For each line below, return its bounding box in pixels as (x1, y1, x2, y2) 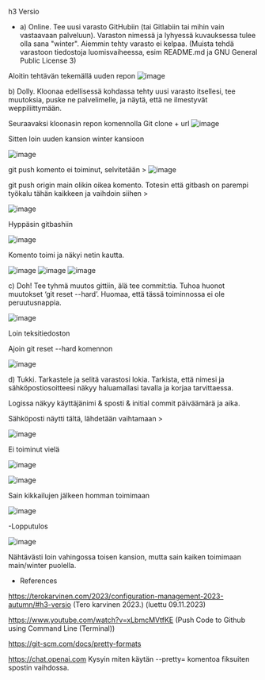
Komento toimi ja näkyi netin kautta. (8, 250, 125, 259)
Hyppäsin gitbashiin (8, 220, 74, 229)
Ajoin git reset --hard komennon (8, 344, 113, 353)
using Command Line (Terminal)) (8, 624, 115, 633)
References (19, 576, 58, 586)
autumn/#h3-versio (8, 600, 72, 609)
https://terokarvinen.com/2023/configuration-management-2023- (8, 591, 224, 601)
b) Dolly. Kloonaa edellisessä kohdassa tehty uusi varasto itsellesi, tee (8, 86, 236, 96)
